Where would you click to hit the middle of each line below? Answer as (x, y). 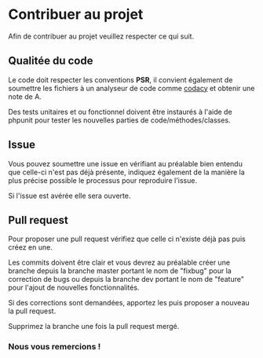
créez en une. (30, 247)
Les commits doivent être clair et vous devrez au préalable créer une (119, 263)
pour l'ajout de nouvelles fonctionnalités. (74, 287)
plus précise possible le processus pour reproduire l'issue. (103, 180)
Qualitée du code (51, 61)
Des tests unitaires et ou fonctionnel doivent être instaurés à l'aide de (121, 111)
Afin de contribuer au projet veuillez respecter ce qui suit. (101, 36)
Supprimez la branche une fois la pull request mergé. (94, 327)
